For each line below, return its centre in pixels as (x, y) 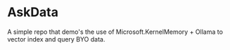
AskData (33, 12)
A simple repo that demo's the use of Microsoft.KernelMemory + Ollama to (115, 32)
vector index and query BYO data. (56, 39)
